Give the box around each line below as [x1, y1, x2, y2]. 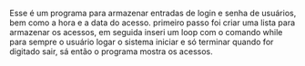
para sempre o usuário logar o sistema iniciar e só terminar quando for [9, 36, 274, 47]
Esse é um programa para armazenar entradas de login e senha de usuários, [9, 8, 297, 18]
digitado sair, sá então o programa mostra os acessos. [9, 46, 213, 57]
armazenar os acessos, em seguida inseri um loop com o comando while [9, 27, 283, 37]
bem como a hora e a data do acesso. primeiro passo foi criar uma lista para [9, 17, 296, 28]
